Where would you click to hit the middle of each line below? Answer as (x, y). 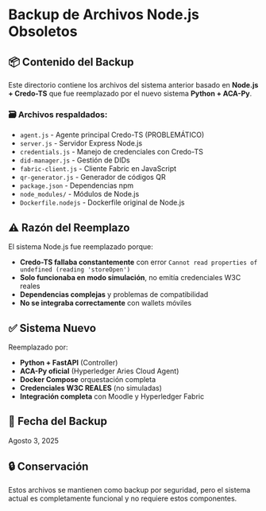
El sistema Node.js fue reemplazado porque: (81, 247)
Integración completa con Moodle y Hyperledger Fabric (112, 396)
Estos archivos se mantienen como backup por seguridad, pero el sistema (129, 490)
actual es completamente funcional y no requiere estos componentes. (123, 498)
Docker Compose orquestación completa (88, 379)
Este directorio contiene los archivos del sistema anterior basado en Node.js (133, 85)
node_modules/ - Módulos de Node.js (79, 194)
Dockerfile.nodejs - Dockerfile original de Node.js (102, 203)
